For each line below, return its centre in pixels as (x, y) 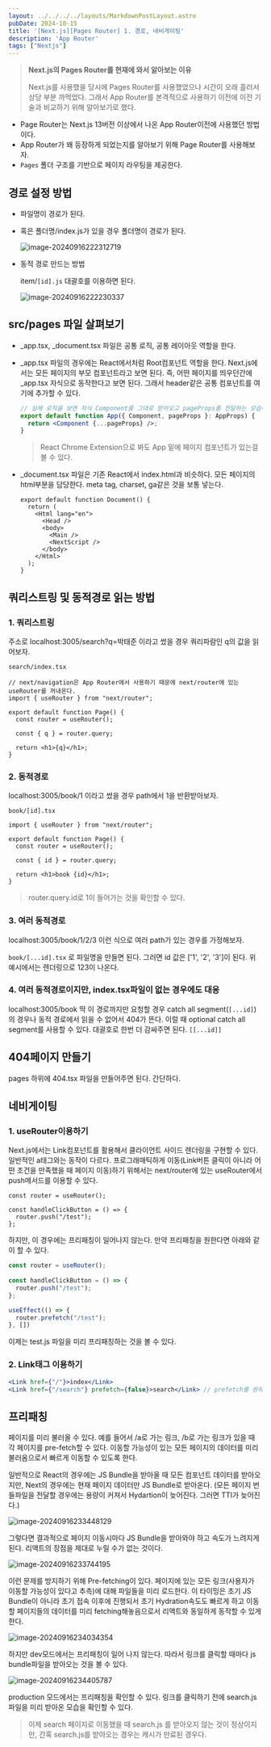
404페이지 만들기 (50, 1057)
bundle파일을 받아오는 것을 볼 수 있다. (68, 1665)
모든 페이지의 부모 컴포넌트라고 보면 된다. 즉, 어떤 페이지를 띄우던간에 (144, 373)
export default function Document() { (85, 500)
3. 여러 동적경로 (37, 920)
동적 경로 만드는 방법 (52, 263)
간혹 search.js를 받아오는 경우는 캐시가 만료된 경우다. (123, 1735)
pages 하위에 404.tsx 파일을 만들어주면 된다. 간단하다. (95, 1078)
